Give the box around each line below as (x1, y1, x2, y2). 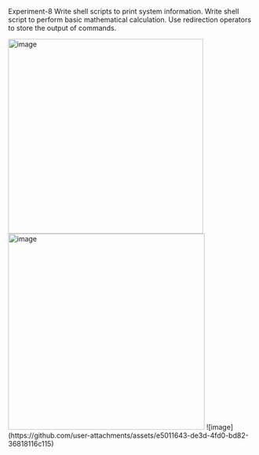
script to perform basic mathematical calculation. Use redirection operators (8, 15, 252, 24)
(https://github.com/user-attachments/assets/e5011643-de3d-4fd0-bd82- (8, 431, 249, 440)
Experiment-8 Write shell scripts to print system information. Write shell (8, 7, 239, 16)
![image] (206, 423, 234, 431)
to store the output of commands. (8, 24, 117, 32)
